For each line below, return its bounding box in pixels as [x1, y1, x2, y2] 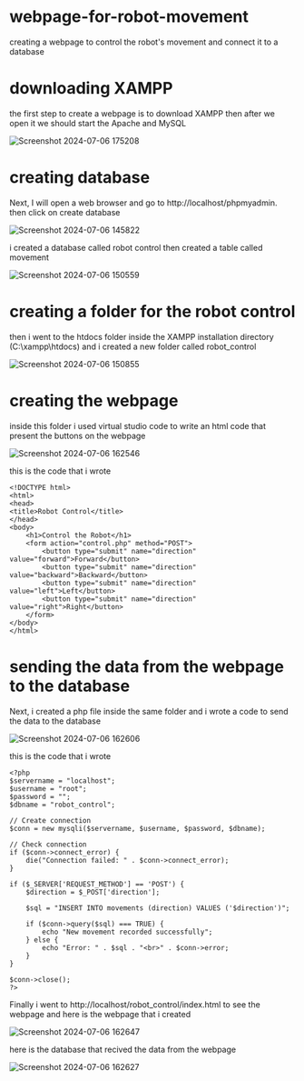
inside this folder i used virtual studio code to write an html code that [9, 420, 266, 431]
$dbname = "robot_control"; [9, 800, 116, 809]
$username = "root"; [9, 784, 88, 793]
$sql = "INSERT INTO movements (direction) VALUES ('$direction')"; [25, 903, 290, 913]
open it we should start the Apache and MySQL [9, 117, 187, 128]
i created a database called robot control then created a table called [9, 242, 263, 253]
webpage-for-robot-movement [9, 6, 250, 27]
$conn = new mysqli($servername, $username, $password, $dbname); [9, 824, 266, 833]
